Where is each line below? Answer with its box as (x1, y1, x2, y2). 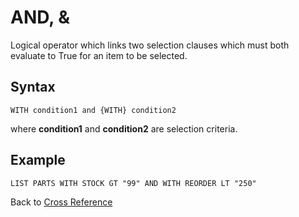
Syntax (10, 79, 56, 96)
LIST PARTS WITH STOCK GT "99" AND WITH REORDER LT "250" (10, 178, 257, 188)
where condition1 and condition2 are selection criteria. (10, 122, 238, 135)
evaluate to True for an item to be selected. (10, 49, 188, 61)
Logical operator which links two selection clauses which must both (10, 39, 290, 51)
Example (10, 152, 66, 169)
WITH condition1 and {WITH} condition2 (10, 105, 177, 115)
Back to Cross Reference (10, 196, 113, 208)
